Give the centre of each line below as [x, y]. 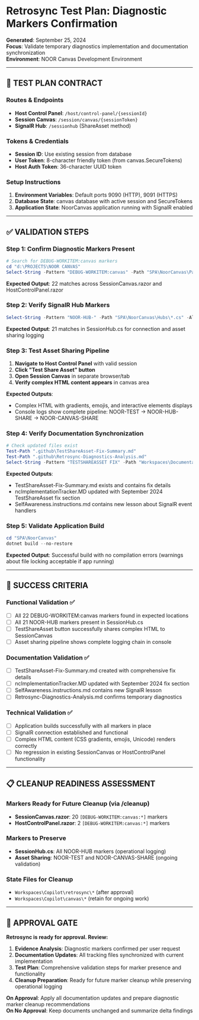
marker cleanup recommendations [48, 1004]
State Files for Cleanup [40, 879]
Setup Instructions [33, 182]
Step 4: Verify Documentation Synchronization [75, 433]
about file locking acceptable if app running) [60, 561]
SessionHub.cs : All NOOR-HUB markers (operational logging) [90, 851]
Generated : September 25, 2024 [46, 40]
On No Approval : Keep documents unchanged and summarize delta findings [99, 1010]
